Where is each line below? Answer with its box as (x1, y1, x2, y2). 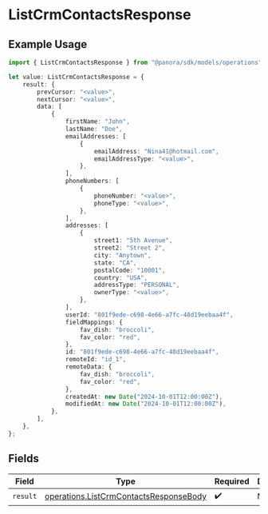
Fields (8, 452, 40, 465)
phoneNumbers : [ (65, 177, 120, 185)
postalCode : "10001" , (93, 266, 166, 274)
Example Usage (8, 38, 88, 51)
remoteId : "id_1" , (65, 356, 127, 364)
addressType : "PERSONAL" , (93, 281, 180, 289)
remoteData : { (65, 363, 112, 371)
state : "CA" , (93, 258, 137, 267)
